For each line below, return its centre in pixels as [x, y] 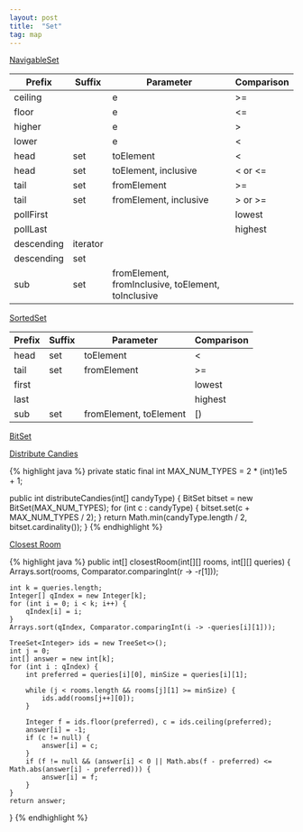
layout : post [34, 18]
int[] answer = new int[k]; [62, 659]
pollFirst [31, 215]
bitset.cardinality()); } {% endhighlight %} [86, 527]
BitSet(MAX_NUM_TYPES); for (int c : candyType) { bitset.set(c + [130, 508]
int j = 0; [30, 651]
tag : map [26, 34]
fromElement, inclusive [161, 200]
